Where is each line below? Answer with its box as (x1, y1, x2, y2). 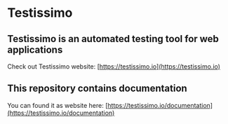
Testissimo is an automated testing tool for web (7, 33, 220, 45)
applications (7, 43, 63, 55)
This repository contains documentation (7, 83, 187, 95)
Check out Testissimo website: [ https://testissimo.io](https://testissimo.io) (7, 62, 221, 71)
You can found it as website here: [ (7, 101, 108, 109)
